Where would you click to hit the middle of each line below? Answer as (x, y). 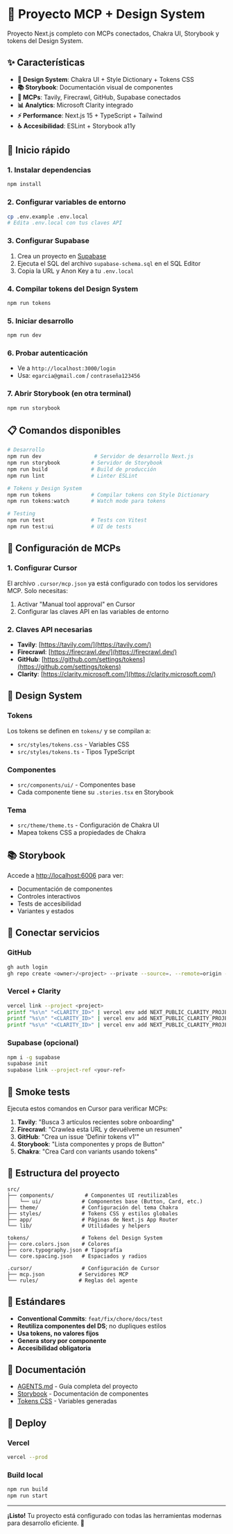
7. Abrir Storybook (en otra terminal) (69, 394)
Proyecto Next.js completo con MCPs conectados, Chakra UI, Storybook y (113, 33)
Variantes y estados (45, 911)
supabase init (28, 1064)
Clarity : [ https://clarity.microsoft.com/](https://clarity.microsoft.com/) (116, 674)
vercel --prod (28, 1458)
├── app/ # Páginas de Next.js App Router (93, 1219)
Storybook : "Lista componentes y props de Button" (91, 1144)
